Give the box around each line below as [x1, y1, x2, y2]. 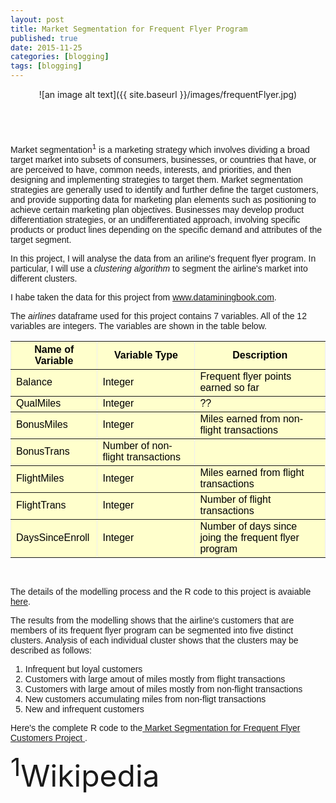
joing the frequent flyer [199, 531, 300, 543]
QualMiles [16, 397, 62, 409]
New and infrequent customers [24, 703, 145, 715]
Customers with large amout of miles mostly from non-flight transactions [24, 683, 303, 695]
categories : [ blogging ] [10, 52, 110, 62]
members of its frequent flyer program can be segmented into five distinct [10, 624, 294, 636]
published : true [10, 33, 78, 43]
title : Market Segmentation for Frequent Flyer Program [10, 24, 248, 34]
